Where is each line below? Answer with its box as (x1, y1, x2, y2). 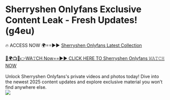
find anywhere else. (5, 84, 47, 90)
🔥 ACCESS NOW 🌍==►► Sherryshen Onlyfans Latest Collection (5, 42, 143, 48)
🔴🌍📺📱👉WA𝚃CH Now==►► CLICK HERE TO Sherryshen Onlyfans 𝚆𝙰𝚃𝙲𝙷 (5, 55, 165, 61)
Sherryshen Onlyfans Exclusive (5, 4, 141, 15)
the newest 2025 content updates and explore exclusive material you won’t (5, 79, 163, 85)
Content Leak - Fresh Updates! (5, 14, 137, 26)
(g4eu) (5, 25, 35, 37)
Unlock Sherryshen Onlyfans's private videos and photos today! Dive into (5, 73, 159, 79)
